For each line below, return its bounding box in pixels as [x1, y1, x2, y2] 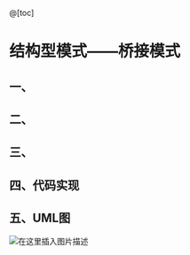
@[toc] [9, 8, 35, 18]
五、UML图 [9, 211, 71, 226]
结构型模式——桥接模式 [9, 42, 181, 61]
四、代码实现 [9, 177, 80, 193]
